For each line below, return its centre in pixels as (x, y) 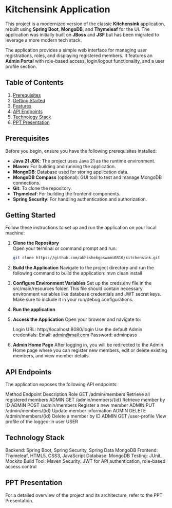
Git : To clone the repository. (42, 188)
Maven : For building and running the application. (64, 166)
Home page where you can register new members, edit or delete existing (90, 350)
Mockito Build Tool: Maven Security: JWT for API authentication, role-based (85, 461)
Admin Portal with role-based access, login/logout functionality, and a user (85, 61)
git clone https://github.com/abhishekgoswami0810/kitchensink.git (86, 258)
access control (21, 466)
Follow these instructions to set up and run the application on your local (81, 228)
